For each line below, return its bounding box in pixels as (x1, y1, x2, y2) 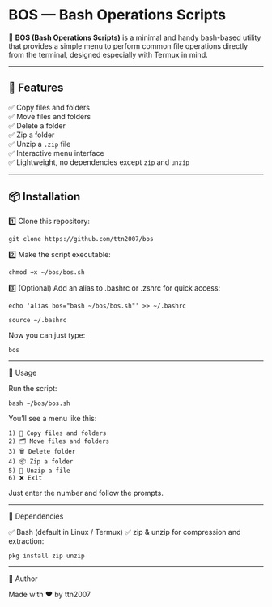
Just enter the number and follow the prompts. (8, 488, 164, 497)
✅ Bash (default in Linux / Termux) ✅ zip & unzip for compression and (8, 527, 241, 536)
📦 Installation (8, 190, 81, 204)
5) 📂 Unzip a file (8, 467, 70, 475)
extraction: (8, 536, 45, 545)
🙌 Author (8, 574, 38, 583)
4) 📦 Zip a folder (8, 457, 74, 466)
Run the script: (8, 383, 57, 393)
